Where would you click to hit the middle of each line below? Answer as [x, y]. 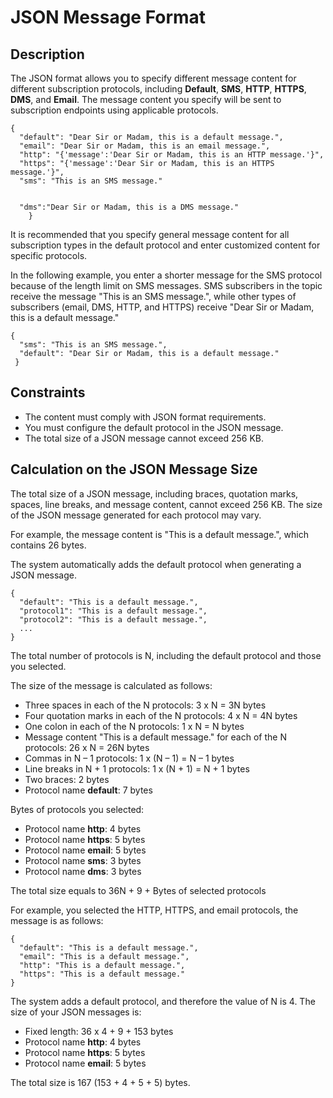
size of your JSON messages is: [76, 1012]
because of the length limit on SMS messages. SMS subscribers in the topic [166, 285]
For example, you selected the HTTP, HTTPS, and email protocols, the [154, 910]
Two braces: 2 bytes [67, 779]
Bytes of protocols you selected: [77, 809]
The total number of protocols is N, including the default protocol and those [166, 655]
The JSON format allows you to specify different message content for [153, 78]
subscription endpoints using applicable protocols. [114, 110]
